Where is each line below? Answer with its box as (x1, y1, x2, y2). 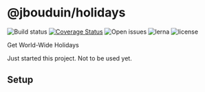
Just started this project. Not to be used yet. (7, 54, 132, 62)
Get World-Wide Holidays (7, 41, 79, 49)
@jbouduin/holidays (7, 5, 126, 21)
